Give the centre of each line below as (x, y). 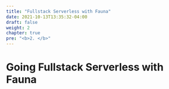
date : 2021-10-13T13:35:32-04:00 (47, 17)
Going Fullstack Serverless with (85, 67)
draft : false (22, 22)
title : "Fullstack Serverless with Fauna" (58, 11)
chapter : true (23, 33)
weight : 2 (18, 28)
